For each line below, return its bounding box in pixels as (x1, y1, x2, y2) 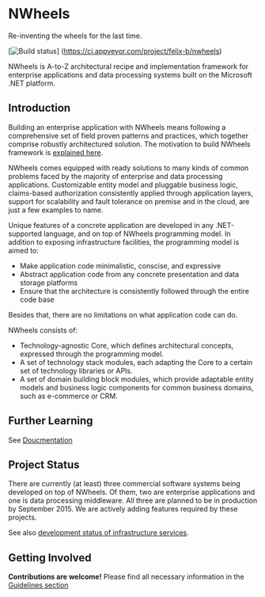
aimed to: (8, 245, 40, 255)
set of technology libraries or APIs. (19, 366, 133, 375)
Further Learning (8, 414, 93, 428)
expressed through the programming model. (19, 349, 165, 359)
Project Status (8, 458, 81, 471)
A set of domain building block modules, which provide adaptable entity (19, 374, 255, 384)
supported (8, 229, 42, 238)
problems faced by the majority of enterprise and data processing (8, 171, 223, 181)
